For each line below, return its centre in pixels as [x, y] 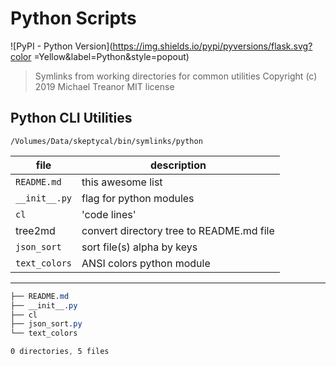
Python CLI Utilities [71, 118]
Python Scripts [73, 18]
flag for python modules [138, 198]
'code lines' [109, 214]
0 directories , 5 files [60, 352]
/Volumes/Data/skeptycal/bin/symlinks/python [106, 141]
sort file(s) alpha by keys [139, 247]
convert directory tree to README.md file [178, 230]
